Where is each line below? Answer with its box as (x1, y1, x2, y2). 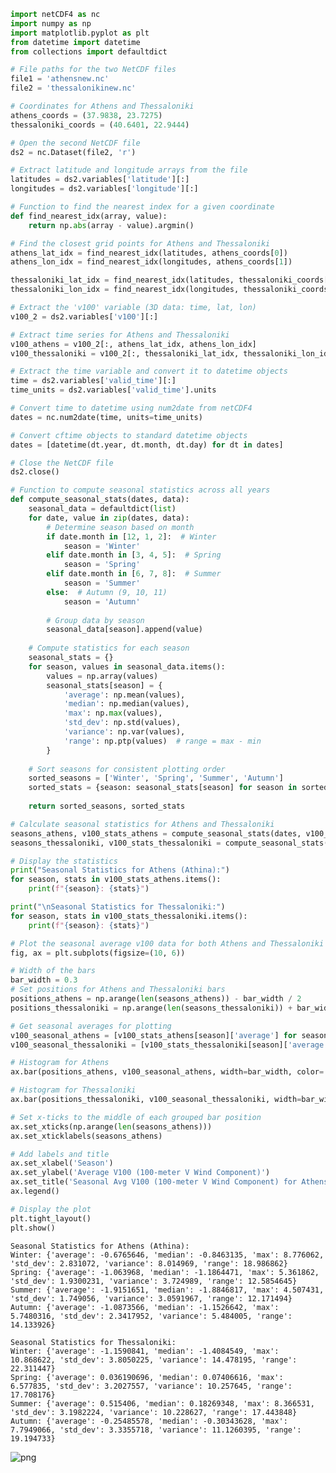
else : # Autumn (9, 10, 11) (46, 587, 168, 597)
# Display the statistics (10, 856, 118, 866)
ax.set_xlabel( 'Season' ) (10, 1158, 114, 1169)
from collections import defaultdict (10, 46, 168, 57)
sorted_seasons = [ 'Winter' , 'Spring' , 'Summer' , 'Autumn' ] (28, 773, 284, 784)
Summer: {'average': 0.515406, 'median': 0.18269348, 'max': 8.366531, (10, 1398, 315, 1409)
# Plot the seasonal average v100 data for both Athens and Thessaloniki (10, 938, 325, 949)
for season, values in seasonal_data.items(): (28, 661, 226, 672)
